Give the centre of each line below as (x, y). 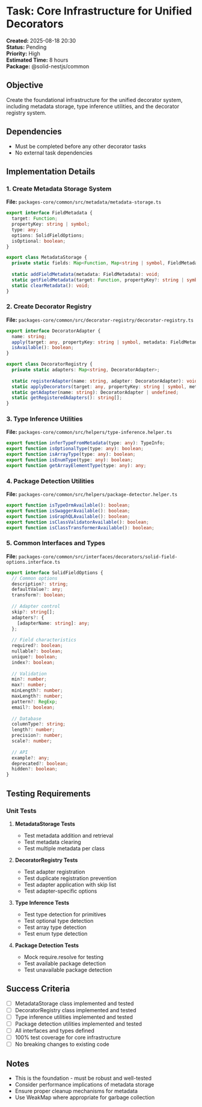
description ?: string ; (40, 584)
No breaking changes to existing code (62, 1044)
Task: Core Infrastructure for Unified (99, 11)
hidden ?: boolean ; (35, 769)
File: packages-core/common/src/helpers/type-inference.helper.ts (89, 432)
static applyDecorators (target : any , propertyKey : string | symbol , (99, 387)
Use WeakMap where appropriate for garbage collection (85, 1097)
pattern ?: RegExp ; (35, 701)
